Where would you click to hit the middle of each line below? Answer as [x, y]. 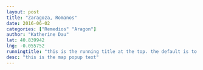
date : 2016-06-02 [28, 23]
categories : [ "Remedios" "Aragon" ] [51, 29]
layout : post [23, 12]
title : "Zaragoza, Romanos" [42, 18]
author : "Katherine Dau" [38, 35]
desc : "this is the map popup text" [53, 57]
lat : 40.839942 [26, 40]
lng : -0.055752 [26, 46]
